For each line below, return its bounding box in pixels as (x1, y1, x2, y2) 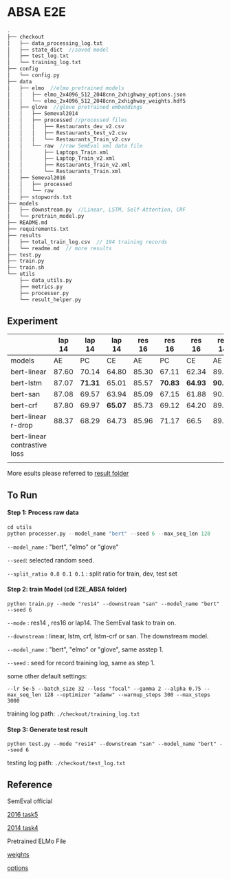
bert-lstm (10, 378, 43, 388)
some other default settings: (7, 671, 87, 680)
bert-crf (10, 401, 38, 410)
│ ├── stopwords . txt (7, 194, 72, 201)
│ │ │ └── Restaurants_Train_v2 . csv (7, 136, 131, 143)
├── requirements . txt (7, 225, 69, 233)
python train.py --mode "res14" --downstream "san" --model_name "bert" (7, 600, 220, 607)
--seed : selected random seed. (7, 556, 95, 564)
